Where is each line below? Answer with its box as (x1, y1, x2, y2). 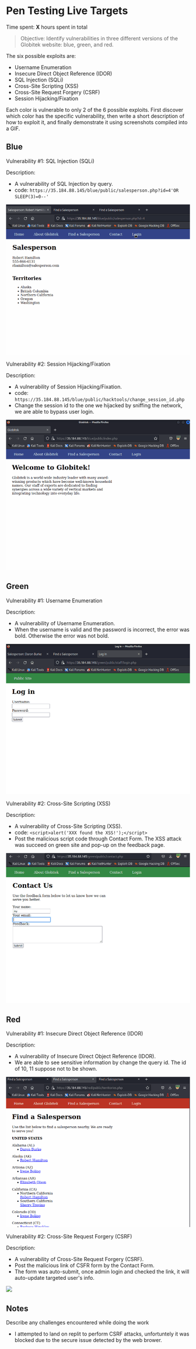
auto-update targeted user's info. (14, 1275, 94, 1282)
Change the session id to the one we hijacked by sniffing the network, (14, 401, 183, 408)
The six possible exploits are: (6, 52, 76, 59)
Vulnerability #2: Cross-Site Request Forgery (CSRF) (6, 1233, 132, 1240)
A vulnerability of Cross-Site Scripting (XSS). (14, 822, 123, 830)
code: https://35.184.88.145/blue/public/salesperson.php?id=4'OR (14, 186, 179, 193)
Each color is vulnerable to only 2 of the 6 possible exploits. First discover (6, 106, 184, 113)
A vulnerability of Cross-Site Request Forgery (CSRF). (14, 1256, 144, 1263)
